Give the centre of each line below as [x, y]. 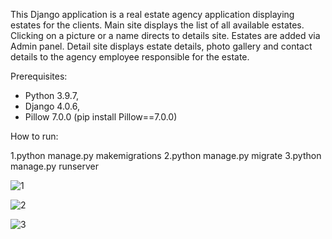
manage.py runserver [55, 166]
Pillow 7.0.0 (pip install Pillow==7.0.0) [101, 117]
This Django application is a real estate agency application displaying [152, 14]
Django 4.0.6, [52, 106]
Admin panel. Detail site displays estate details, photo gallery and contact [161, 46]
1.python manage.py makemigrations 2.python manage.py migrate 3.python [166, 155]
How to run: [34, 136]
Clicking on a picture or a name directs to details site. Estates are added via [165, 35]
